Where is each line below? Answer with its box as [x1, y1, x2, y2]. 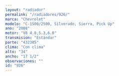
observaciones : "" [5, 58, 43, 63]
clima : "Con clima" [5, 44, 46, 49]
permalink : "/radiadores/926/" [5, 12, 70, 17]
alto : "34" [5, 49, 28, 54]
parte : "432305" [5, 40, 39, 45]
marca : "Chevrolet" [5, 16, 46, 21]
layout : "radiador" [5, 7, 46, 12]
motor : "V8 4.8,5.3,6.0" [5, 30, 57, 35]
